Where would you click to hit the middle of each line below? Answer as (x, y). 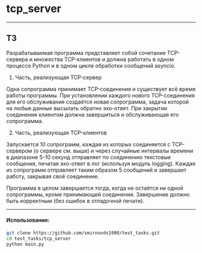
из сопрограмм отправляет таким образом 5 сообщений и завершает (96, 170)
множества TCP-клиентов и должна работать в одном (104, 59)
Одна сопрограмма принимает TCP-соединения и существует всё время (101, 89)
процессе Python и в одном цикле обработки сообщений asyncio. (91, 66)
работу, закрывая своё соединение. (53, 176)
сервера (17, 59)
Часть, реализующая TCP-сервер (58, 77)
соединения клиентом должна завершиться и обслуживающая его (93, 114)
